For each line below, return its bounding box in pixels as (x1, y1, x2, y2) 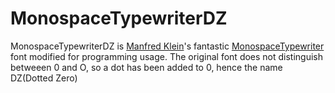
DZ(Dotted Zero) (10, 72, 78, 84)
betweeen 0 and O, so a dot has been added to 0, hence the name (10, 61, 283, 73)
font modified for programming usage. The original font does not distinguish (10, 50, 324, 62)
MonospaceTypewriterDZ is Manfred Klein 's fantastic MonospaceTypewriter (10, 40, 325, 52)
